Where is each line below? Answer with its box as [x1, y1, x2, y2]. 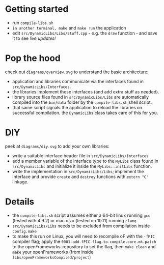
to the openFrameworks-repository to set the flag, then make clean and [12, 243, 156, 249]
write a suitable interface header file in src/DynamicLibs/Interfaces [12, 152, 149, 158]
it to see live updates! [12, 35, 56, 41]
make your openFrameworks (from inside [12, 249, 94, 255]
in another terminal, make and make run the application [12, 25, 126, 30]
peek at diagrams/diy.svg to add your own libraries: [5, 143, 109, 149]
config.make [12, 229, 37, 234]
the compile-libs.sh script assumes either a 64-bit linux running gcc [12, 212, 151, 218]
